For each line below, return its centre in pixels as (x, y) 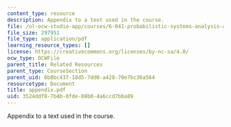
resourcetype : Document (41, 84)
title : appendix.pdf (37, 90)
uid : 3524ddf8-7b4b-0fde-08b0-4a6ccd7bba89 (70, 97)
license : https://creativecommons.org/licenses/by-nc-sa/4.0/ (98, 52)
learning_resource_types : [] (49, 45)
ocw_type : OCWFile (33, 58)
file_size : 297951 (33, 33)
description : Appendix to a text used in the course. (86, 20)
